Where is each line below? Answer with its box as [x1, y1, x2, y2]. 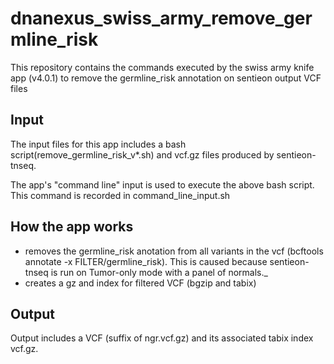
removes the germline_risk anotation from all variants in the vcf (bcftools [24, 245, 324, 257]
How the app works [10, 218, 134, 236]
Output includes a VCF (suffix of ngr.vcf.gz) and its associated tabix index [10, 332, 314, 344]
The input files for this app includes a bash [10, 138, 187, 150]
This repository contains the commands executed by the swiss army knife [10, 61, 315, 73]
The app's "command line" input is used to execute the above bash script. [10, 178, 315, 191]
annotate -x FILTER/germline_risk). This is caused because [24, 255, 268, 267]
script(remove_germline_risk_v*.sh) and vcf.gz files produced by [10, 148, 275, 161]
